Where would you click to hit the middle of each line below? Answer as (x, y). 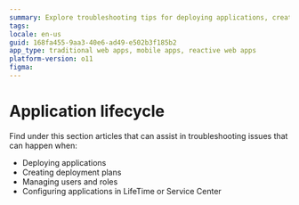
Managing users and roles (70, 181)
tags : (19, 26)
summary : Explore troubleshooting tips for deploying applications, (139, 17)
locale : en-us (36, 34)
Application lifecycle (87, 111)
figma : (21, 68)
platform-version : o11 (51, 59)
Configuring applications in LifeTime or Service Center (122, 191)
